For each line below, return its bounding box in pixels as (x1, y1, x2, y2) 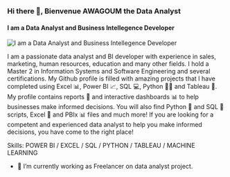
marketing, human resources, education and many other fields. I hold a (7, 60, 209, 68)
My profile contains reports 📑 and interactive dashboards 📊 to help (7, 93, 200, 101)
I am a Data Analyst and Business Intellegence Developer (7, 24, 175, 32)
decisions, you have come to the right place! (7, 128, 134, 136)
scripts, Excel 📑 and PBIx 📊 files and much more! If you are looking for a (7, 110, 214, 119)
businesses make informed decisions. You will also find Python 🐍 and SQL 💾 (7, 103, 224, 111)
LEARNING (7, 149, 38, 157)
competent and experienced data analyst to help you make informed (7, 121, 202, 129)
